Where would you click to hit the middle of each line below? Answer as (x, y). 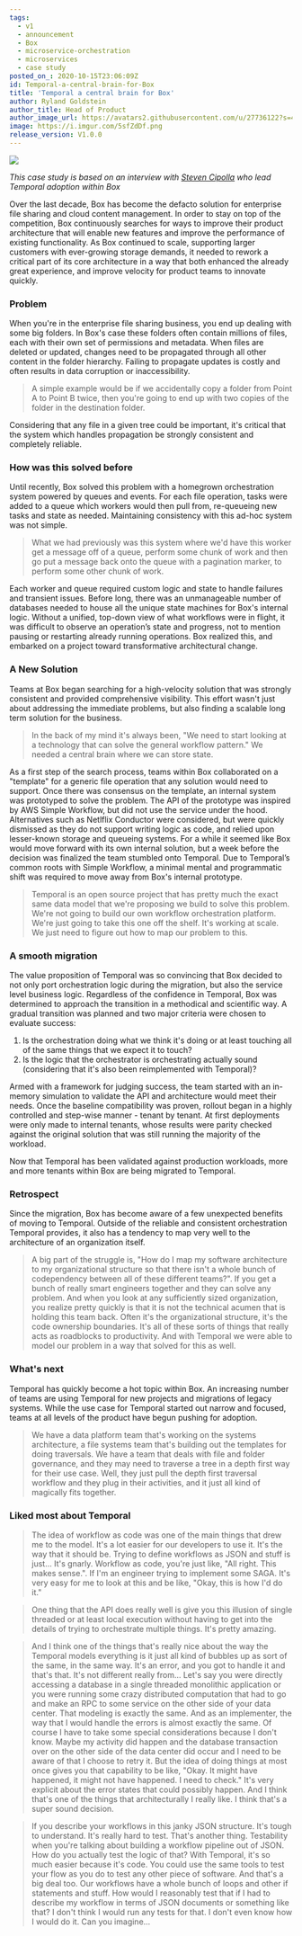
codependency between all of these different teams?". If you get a (154, 1279)
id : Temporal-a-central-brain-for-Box (82, 85)
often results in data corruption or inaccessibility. (100, 371)
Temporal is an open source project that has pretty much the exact (155, 894)
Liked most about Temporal (70, 1515)
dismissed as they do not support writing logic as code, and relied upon (142, 829)
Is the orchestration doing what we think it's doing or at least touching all (157, 1040)
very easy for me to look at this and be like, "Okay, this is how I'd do (157, 1583)
